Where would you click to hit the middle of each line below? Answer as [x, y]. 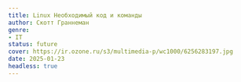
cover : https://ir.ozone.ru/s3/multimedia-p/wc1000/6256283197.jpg [121, 52]
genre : [19, 30]
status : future [33, 45]
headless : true [33, 66]
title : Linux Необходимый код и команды [75, 15]
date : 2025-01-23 [37, 59]
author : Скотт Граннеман [49, 23]
